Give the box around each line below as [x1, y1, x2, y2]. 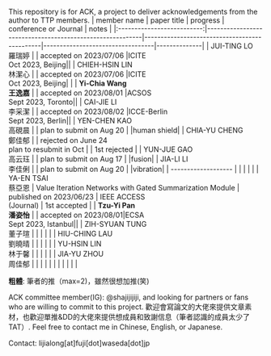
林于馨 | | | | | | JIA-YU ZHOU [8, 249, 104, 258]
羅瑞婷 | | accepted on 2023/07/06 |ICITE [8, 51, 146, 60]
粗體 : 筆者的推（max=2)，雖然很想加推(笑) [8, 276, 150, 286]
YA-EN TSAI [8, 174, 49, 182]
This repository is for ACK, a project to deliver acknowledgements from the [8, 7, 258, 16]
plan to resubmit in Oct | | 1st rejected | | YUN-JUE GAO [8, 144, 193, 154]
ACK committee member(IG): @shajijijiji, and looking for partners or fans [8, 292, 249, 302]
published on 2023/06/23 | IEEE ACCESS [8, 192, 146, 201]
